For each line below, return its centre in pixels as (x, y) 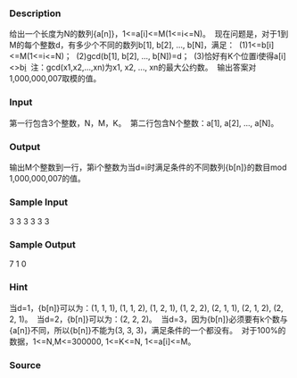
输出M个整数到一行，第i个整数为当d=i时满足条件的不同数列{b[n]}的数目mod (148, 167)
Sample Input (39, 202)
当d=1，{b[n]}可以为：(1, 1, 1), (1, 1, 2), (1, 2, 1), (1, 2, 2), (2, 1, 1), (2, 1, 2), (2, (146, 307)
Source (25, 365)
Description (35, 13)
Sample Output (42, 245)
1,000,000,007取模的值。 (55, 79)
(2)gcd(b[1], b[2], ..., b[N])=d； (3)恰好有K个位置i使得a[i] (181, 56)
